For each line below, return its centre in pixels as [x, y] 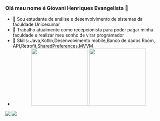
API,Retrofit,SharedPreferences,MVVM [53, 46]
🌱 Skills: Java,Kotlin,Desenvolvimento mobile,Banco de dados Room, [84, 41]
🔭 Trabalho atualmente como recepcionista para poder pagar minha [83, 30]
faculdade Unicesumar [36, 24]
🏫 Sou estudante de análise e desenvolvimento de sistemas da [77, 19]
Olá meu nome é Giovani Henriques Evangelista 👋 [67, 8]
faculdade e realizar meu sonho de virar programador [68, 35]
